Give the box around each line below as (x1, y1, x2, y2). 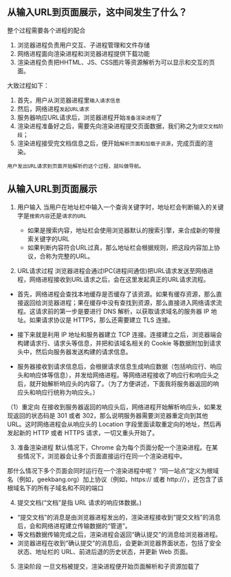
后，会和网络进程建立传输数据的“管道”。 (16, 521, 132, 529)
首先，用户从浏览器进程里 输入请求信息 (16, 96, 121, 104)
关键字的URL (33, 234, 70, 243)
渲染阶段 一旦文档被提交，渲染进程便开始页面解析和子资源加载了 (16, 562, 200, 570)
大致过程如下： (7, 81, 49, 90)
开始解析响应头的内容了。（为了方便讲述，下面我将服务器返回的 (35, 379, 213, 387)
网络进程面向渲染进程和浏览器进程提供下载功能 (16, 49, 150, 57)
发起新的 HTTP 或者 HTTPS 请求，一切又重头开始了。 (7, 428, 159, 436)
